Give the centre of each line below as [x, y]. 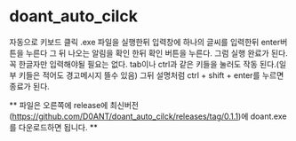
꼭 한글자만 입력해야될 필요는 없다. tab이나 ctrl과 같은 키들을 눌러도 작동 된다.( [144, 64]
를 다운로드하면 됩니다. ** [53, 127]
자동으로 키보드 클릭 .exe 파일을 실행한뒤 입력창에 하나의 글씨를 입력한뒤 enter [145, 42]
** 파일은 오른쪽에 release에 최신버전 [74, 105]
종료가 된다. [30, 86]
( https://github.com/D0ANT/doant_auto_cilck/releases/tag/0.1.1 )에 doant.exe [148, 116]
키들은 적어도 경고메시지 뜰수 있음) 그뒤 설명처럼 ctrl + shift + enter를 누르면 [151, 75]
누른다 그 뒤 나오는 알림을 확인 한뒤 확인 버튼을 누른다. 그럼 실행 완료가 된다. [157, 53]
